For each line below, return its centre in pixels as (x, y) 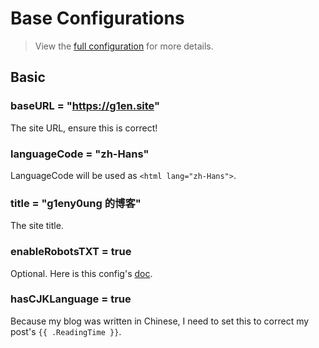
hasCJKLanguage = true (71, 299)
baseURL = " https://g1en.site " (85, 106)
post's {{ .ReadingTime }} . (66, 331)
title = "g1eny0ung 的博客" (76, 203)
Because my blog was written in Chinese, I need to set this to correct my (160, 321)
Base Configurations (97, 18)
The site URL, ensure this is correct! (84, 128)
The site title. (37, 226)
